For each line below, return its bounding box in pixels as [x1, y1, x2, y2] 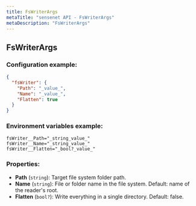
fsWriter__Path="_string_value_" [6, 136, 90, 142]
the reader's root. [14, 186, 58, 193]
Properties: [6, 160, 40, 169]
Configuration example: [6, 60, 77, 69]
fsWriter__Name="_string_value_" [6, 141, 90, 147]
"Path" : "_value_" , [17, 85, 66, 91]
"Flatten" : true [17, 96, 58, 102]
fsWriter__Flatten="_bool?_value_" [6, 146, 96, 152]
